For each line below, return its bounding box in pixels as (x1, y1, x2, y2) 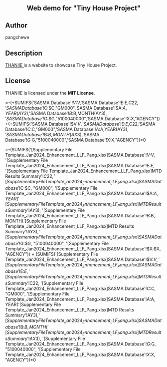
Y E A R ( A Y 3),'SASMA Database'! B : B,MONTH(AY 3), (5, 110, 107, 116)
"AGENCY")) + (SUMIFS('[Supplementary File (5, 251, 98, 257)
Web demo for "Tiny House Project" (26, 4, 141, 13)
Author (5, 21, 27, 30)
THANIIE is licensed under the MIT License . (5, 90, 95, 96)
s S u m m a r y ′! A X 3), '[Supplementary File (5, 335, 86, 342)
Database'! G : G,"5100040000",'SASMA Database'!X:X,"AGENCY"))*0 (5, 137, 146, 143)
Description (5, 49, 42, 57)
